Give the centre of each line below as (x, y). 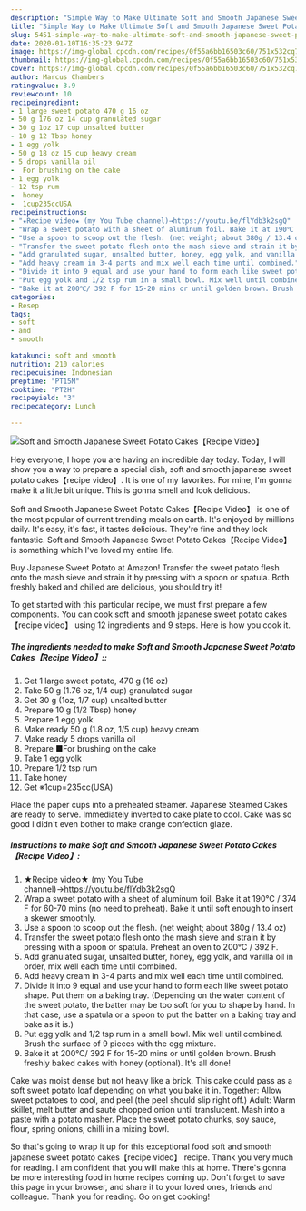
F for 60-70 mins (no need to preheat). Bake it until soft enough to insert (158, 908)
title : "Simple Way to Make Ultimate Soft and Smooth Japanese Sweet (145, 26)
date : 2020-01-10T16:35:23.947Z (71, 43)
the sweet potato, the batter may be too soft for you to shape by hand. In (159, 1004)
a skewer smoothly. (59, 918)
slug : (20, 35)
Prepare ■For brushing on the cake (90, 748)
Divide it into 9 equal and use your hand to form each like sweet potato (156, 985)
